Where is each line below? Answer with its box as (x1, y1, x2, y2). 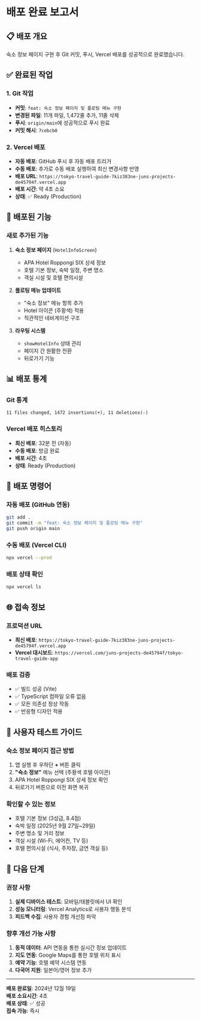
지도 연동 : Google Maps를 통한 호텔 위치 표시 (14, 952, 121, 959)
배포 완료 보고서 (6, 5, 79, 19)
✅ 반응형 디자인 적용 (14, 708, 63, 715)
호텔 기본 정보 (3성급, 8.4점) (14, 815, 81, 822)
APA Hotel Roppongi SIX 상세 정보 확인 (14, 776, 109, 783)
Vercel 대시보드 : (14, 649, 54, 656)
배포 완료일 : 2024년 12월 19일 (6, 985, 76, 992)
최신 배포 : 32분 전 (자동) (14, 439, 72, 446)
